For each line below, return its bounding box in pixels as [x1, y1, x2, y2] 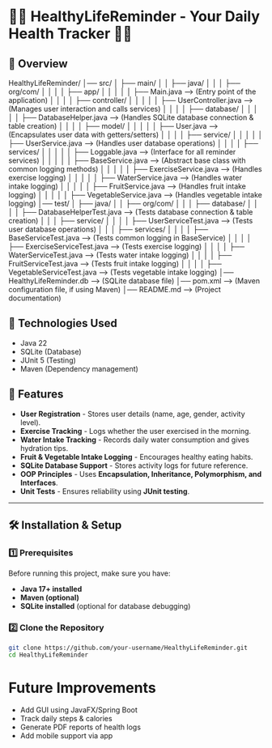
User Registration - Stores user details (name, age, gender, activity [19, 409, 245, 419]
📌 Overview [8, 57, 68, 70]
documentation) [8, 293, 62, 303]
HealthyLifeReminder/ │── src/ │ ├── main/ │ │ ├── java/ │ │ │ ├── [8, 79, 241, 87]
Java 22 [19, 338, 48, 347]
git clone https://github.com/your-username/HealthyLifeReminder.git [8, 644, 249, 652]
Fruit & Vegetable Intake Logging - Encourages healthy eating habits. [19, 452, 253, 461]
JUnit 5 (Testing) [19, 355, 77, 365]
